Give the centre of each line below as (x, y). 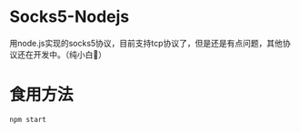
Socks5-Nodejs (70, 17)
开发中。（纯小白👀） (70, 54)
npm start (28, 119)
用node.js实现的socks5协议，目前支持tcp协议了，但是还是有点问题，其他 (146, 43)
